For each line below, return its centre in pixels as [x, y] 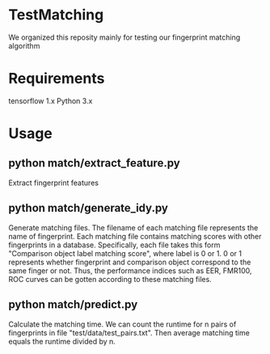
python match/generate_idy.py [88, 208]
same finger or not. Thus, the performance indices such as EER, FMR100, [130, 270]
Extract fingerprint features [54, 183]
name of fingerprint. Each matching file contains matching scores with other [135, 236]
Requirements [57, 79]
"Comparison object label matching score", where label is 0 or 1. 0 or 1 [125, 253]
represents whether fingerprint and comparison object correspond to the [130, 262]
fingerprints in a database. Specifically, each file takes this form [114, 245]
